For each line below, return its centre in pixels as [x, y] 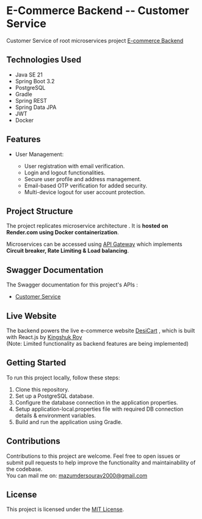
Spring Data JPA [36, 107]
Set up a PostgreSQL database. [55, 396]
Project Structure [40, 211]
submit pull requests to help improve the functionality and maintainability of [101, 462]
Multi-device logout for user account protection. [85, 192]
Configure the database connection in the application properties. [96, 402]
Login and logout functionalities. [65, 173]
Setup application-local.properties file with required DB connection [99, 409]
